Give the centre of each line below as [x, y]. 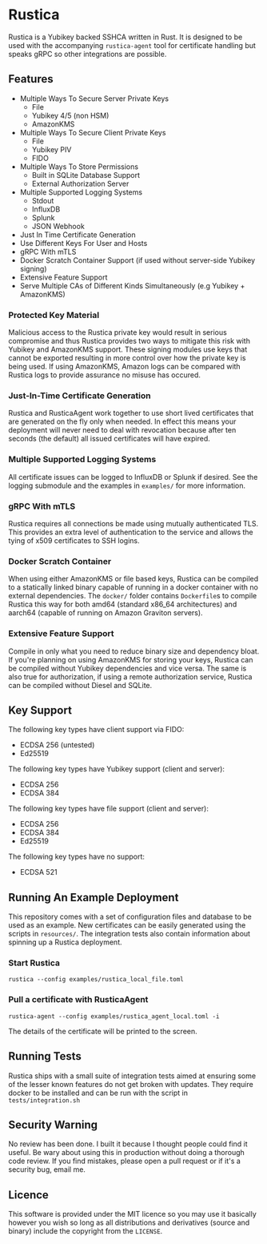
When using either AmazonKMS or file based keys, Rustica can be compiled [133, 579]
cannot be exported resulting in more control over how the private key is [127, 358]
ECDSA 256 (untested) [57, 745]
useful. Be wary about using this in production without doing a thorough [127, 1153]
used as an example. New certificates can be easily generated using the [127, 925]
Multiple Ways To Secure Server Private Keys [94, 99]
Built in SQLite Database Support [86, 175]
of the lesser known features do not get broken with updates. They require [131, 1084]
